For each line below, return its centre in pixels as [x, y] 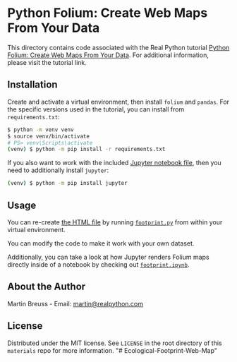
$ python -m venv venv [41, 129]
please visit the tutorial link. [47, 62]
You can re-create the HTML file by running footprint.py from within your [115, 222]
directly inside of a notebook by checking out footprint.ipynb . [98, 264]
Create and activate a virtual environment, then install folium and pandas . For [119, 102]
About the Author [47, 287]
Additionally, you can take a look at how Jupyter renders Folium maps [108, 257]
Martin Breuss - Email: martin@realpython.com [75, 303]
